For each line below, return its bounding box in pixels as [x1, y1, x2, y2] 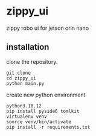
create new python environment [6, 91, 86, 98]
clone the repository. [6, 58, 58, 65]
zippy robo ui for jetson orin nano [6, 24, 89, 32]
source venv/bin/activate [6, 118, 71, 125]
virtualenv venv [6, 114, 47, 120]
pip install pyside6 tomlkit [6, 108, 80, 114]
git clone [6, 70, 31, 76]
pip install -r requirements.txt [6, 124, 91, 130]
